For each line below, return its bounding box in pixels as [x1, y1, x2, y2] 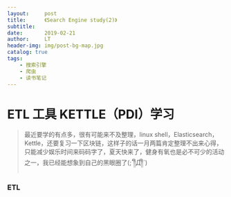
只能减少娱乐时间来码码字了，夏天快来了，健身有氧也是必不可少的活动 [24, 148, 225, 156]
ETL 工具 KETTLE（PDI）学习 [7, 106, 175, 122]
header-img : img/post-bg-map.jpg [7, 42, 104, 49]
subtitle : [7, 23, 36, 30]
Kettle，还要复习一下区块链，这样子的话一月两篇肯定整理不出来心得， [24, 139, 223, 147]
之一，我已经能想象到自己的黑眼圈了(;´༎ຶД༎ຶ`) [24, 158, 147, 167]
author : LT [7, 36, 51, 43]
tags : [7, 55, 23, 62]
